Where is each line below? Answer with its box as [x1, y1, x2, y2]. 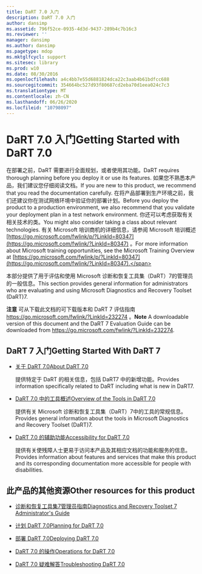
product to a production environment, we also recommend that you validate [6, 204, 195, 211]
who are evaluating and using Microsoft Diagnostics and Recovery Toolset [6, 287, 192, 294]
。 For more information [130, 240, 188, 247]
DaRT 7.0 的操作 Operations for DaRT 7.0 [15, 548, 115, 555]
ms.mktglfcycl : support [6, 54, 67, 60]
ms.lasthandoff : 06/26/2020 [6, 99, 78, 105]
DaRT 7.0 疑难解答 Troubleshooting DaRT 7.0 [15, 561, 126, 568]
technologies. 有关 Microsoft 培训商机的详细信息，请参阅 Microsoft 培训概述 [6, 226, 196, 233]
